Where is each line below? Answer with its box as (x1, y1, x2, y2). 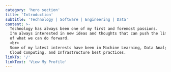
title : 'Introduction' (5, 12, 53, 17)
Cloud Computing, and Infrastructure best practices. (10, 50, 126, 55)
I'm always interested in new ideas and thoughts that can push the (10, 31, 158, 36)
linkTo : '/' (5, 54, 31, 60)
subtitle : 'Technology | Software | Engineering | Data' (5, 17, 129, 22)
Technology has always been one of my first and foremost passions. (10, 26, 158, 31)
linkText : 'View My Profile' (5, 59, 67, 64)
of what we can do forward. (10, 36, 70, 41)
